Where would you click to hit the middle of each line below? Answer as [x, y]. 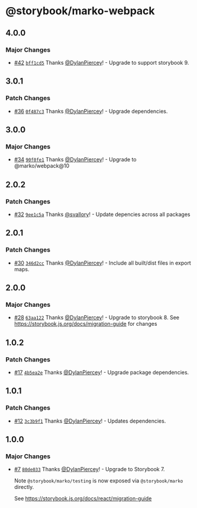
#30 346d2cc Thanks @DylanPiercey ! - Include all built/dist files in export [103, 263]
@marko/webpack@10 [41, 166]
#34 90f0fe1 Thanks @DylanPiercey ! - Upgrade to [75, 160]
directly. [24, 487]
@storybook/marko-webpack [80, 11]
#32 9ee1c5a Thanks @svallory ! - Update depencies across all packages [102, 214]
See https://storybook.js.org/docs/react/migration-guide [83, 499]
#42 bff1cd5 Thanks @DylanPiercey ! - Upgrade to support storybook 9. [101, 62]
